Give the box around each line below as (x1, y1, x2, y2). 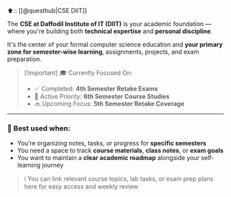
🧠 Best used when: (7, 124, 71, 133)
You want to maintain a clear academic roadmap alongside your (16, 154, 200, 162)
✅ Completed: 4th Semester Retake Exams (34, 84, 158, 93)
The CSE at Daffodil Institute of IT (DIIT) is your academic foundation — (7, 20, 212, 27)
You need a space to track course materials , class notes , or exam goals (16, 146, 224, 154)
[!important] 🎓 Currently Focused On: (23, 69, 133, 77)
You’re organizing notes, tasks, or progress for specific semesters (16, 139, 207, 148)
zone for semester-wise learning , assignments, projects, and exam (7, 48, 199, 56)
